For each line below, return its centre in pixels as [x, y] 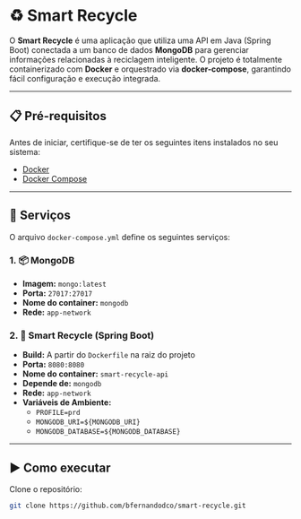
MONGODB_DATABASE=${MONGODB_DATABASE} [108, 432]
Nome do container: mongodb [75, 302]
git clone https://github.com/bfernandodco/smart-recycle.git [128, 506]
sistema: [25, 151]
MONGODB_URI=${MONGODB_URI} [88, 422]
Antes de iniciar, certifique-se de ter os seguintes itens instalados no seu [144, 142]
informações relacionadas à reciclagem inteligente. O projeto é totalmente [146, 59]
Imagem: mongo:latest [64, 283]
